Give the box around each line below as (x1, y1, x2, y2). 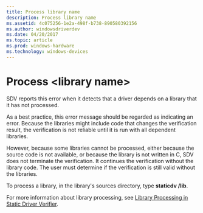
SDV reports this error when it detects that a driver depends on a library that (6, 95, 198, 102)
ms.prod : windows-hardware (6, 43, 75, 49)
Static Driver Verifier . (6, 200, 59, 208)
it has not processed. (6, 101, 60, 108)
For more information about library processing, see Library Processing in (6, 194, 188, 201)
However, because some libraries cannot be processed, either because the (6, 144, 194, 152)
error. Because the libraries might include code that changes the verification (6, 119, 197, 127)
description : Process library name (6, 15, 97, 21)
